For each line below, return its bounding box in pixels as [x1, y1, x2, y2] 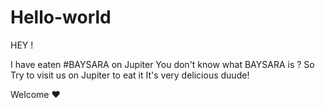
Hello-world [10, 6, 112, 29]
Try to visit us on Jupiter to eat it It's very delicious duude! [10, 69, 250, 81]
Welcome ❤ [10, 88, 61, 100]
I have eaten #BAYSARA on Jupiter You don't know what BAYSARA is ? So [10, 58, 315, 70]
